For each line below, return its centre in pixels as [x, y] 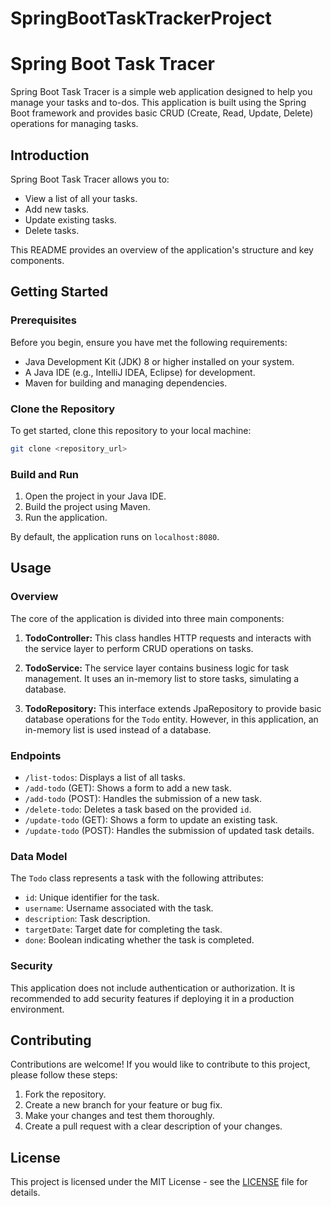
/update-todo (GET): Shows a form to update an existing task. [151, 820]
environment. [37, 1009]
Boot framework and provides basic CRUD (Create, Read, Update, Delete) [162, 113]
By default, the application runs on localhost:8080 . [115, 537]
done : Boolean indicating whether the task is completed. [139, 940]
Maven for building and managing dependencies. [126, 383]
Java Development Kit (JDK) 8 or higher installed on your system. [159, 361]
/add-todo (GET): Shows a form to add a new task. [128, 788]
